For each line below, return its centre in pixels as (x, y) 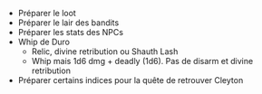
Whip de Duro (44, 42)
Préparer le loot (47, 13)
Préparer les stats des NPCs (71, 32)
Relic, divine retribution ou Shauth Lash (105, 52)
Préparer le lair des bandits (68, 23)
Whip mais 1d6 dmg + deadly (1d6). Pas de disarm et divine (142, 61)
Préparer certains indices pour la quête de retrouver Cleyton (131, 80)
